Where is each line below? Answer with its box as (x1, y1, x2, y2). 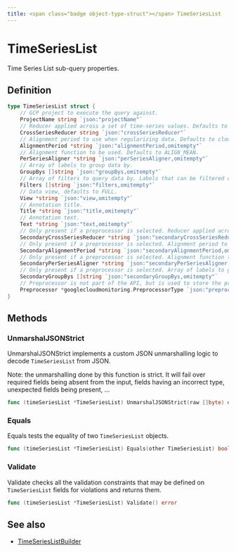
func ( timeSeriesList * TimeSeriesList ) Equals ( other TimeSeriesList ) (7, 445, 216, 453)
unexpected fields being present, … (7, 385, 110, 394)
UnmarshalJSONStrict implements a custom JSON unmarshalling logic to (7, 349, 218, 358)
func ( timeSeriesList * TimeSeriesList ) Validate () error (7, 499, 178, 506)
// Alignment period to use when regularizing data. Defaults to (20, 135, 216, 143)
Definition (7, 84, 51, 96)
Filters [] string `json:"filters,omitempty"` (20, 181, 156, 189)
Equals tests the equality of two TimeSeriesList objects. (7, 432, 169, 440)
